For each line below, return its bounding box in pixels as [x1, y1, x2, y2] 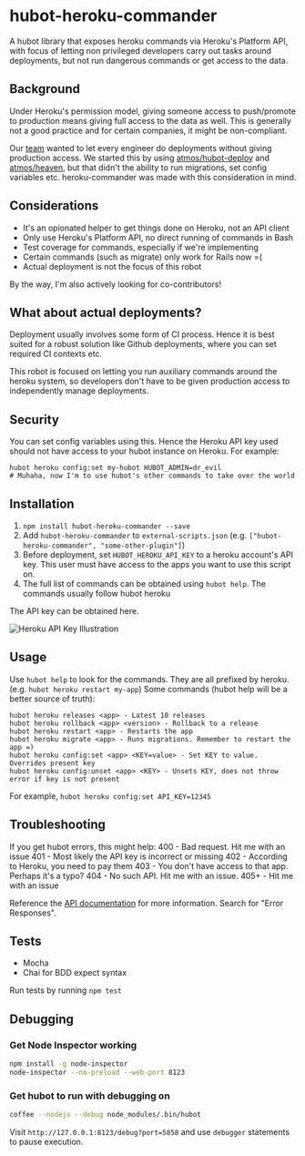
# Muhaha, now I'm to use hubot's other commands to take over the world [9, 471, 296, 481]
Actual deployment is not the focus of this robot [22, 261, 202, 271]
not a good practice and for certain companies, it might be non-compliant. [9, 125, 288, 136]
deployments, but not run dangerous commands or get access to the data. [9, 55, 289, 66]
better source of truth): [9, 693, 96, 704]
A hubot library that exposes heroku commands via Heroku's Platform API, [9, 36, 289, 46]
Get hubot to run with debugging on [9, 1090, 170, 1102]
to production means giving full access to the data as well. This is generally [9, 115, 291, 126]
